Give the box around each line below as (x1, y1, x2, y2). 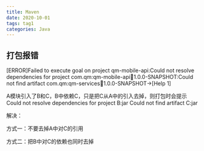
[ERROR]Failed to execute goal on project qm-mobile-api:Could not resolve (6, 67, 195, 74)
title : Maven (6, 9, 40, 15)
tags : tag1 (6, 20, 34, 26)
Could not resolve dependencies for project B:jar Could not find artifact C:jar (6, 99, 198, 107)
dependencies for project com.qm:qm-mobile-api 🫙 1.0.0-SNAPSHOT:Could (6, 73, 194, 81)
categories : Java (6, 26, 51, 32)
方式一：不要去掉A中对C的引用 (6, 125, 83, 132)
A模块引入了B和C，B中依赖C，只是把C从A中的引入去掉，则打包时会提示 (6, 92, 188, 100)
